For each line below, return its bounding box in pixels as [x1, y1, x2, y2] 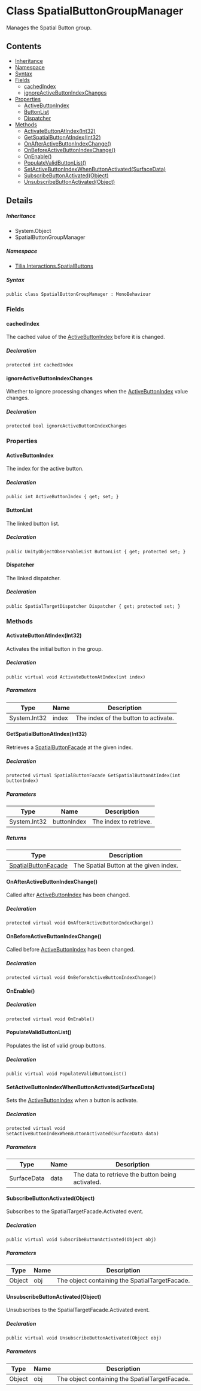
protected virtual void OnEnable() [6, 1016, 95, 1022]
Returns [6, 834, 27, 841]
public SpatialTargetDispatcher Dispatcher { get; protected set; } [6, 603, 181, 609]
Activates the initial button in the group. [6, 645, 103, 652]
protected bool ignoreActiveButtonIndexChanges [6, 423, 127, 429]
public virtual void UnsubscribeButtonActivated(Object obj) [6, 1335, 162, 1341]
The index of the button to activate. [75, 714, 175, 722]
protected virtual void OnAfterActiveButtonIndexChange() [6, 920, 154, 926]
